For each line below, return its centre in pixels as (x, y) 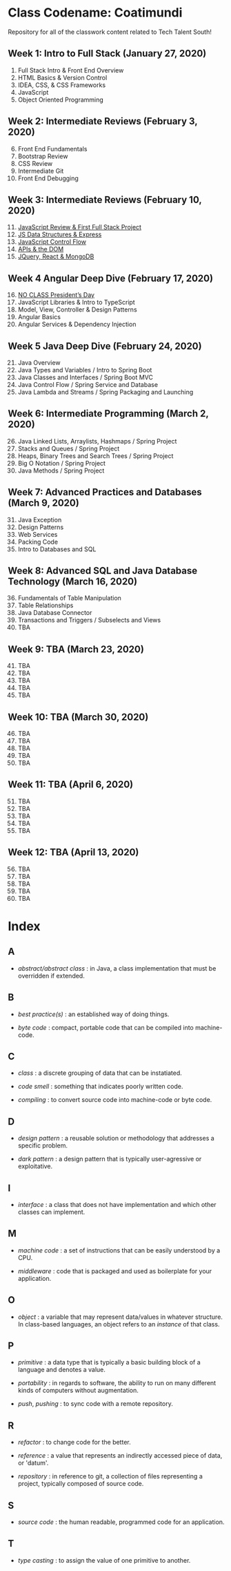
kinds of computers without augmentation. (78, 1391)
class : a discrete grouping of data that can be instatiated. (100, 1073)
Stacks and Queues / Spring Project (69, 448)
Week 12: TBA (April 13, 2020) (73, 852)
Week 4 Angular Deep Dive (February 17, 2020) (110, 278)
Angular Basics (39, 317)
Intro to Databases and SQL (57, 549)
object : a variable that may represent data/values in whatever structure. (120, 1317)
